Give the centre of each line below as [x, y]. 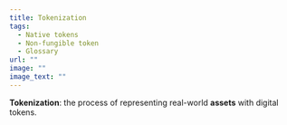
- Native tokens [48, 34]
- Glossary [38, 52]
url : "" [24, 60]
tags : [19, 26]
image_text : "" [38, 77]
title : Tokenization [48, 18]
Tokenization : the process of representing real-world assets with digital [144, 102]
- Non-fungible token [58, 43]
